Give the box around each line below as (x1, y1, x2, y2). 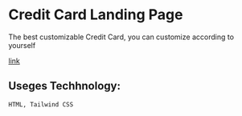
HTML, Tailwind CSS (8, 100, 74, 109)
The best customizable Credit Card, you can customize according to (8, 32, 235, 42)
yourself (8, 40, 36, 50)
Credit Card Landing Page (8, 6, 183, 24)
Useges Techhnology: (8, 79, 121, 93)
